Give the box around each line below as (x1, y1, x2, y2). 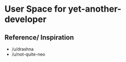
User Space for (4, 3, 67, 15)
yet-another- (68, 3, 122, 15)
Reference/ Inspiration (4, 33, 74, 41)
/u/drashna (11, 46, 34, 52)
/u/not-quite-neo (11, 51, 46, 57)
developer (4, 14, 47, 25)
